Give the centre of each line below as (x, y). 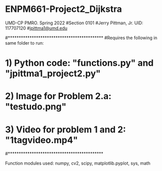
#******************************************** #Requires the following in (81, 38)
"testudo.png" (36, 107)
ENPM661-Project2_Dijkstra (63, 9)
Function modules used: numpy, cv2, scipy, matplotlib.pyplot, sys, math (78, 163)
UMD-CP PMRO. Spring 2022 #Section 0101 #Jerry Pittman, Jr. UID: (74, 23)
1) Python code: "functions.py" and (80, 63)
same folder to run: (24, 43)
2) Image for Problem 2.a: (58, 96)
